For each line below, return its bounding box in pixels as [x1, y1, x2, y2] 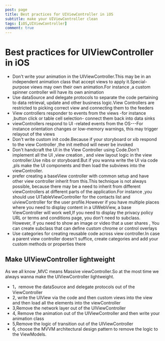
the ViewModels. [12, 331, 47, 337]
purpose [12, 84, 30, 90]
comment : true [5, 26, 34, 31]
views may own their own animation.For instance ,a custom [30, 84, 151, 90]
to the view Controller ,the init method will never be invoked [12, 141, 133, 148]
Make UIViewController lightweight [5, 255, 115, 264]
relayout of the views [12, 131, 55, 137]
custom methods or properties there [12, 241, 86, 247]
